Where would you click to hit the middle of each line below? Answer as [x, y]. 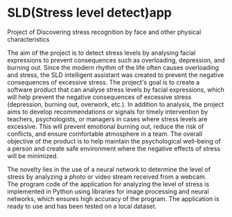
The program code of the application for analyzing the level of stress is [108, 184]
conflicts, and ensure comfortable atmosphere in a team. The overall [105, 134]
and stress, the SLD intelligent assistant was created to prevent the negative [116, 75]
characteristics [28, 39]
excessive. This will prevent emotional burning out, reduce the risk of [106, 126]
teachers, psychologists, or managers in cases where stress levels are [107, 119]
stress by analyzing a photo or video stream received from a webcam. [107, 176]
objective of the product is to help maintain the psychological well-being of [114, 141]
